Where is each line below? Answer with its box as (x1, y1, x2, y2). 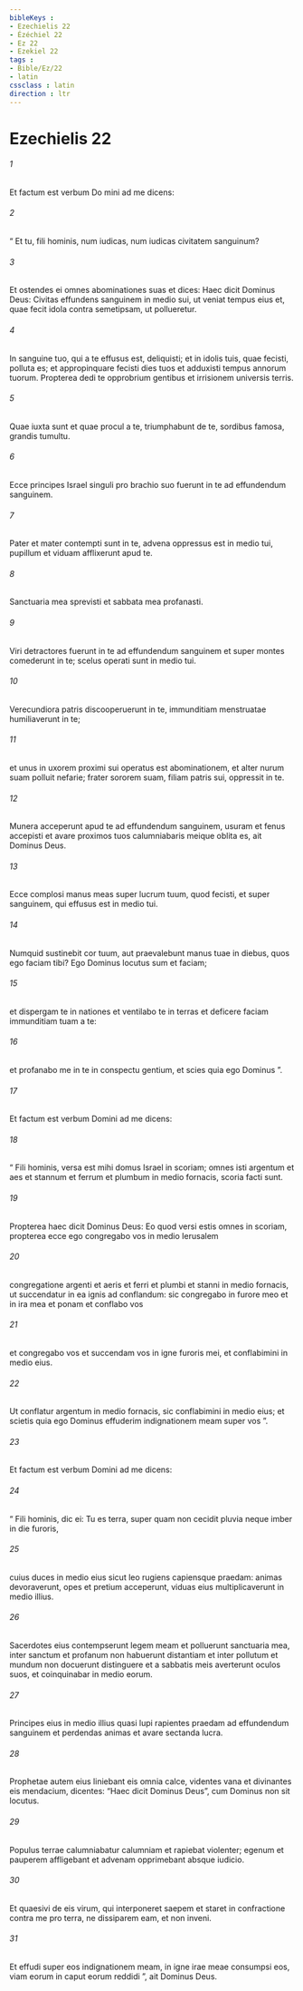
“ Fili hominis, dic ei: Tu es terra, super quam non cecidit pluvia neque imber (9, 1513, 292, 1524)
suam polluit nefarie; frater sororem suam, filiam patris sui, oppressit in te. (9, 772, 285, 783)
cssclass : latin (9, 81, 75, 90)
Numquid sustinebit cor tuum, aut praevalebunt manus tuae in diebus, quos (9, 947, 290, 958)
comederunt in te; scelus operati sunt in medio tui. (9, 655, 197, 666)
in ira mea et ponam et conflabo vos (9, 1298, 144, 1309)
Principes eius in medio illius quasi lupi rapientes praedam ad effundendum (9, 1718, 289, 1729)
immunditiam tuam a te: (9, 1015, 97, 1026)
